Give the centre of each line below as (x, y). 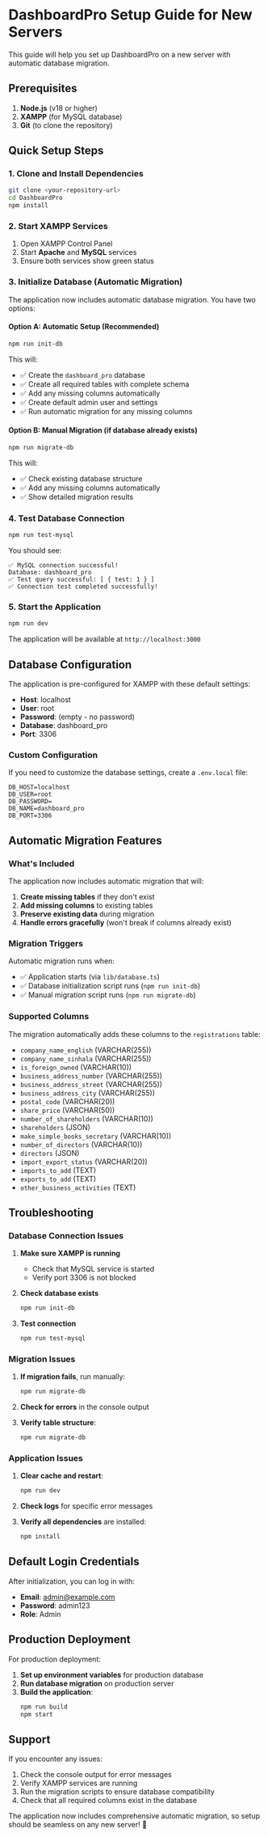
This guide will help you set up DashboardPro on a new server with (120, 54)
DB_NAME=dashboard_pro (46, 809)
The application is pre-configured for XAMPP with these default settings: (130, 684)
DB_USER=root (30, 794)
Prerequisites (43, 89)
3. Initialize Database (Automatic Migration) (96, 282)
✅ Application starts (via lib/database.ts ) (90, 977)
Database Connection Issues (66, 1235)
